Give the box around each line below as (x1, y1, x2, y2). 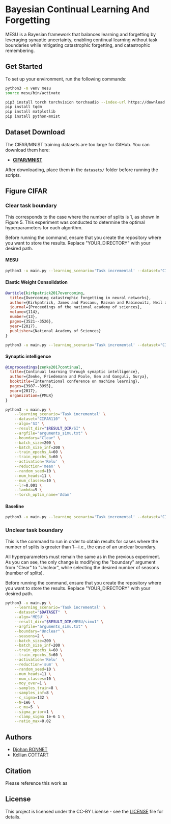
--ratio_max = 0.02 (14, 719, 51, 724)
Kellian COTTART (12, 752, 49, 758)
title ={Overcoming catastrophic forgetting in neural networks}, (10, 295, 152, 300)
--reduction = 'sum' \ (14, 661, 58, 667)
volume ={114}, (10, 309, 40, 314)
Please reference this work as (5, 780, 68, 786)
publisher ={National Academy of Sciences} (10, 328, 101, 333)
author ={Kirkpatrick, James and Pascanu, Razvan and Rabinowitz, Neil (10, 300, 163, 305)
